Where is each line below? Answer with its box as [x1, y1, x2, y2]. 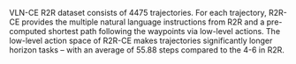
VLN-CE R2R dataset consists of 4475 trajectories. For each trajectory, [9, 8, 267, 18]
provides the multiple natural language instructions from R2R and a [21, 17, 265, 27]
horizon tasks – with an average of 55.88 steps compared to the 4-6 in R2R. [9, 45, 285, 55]
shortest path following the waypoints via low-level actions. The [48, 26, 281, 36]
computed [9, 26, 47, 36]
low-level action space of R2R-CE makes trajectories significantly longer [9, 35, 273, 46]
